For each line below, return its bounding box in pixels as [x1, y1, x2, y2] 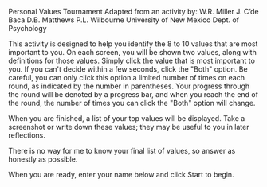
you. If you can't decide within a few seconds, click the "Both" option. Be [8, 64, 249, 74]
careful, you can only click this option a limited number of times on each [8, 73, 245, 82]
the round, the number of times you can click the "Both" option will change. [8, 99, 256, 107]
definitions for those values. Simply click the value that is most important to [8, 56, 255, 65]
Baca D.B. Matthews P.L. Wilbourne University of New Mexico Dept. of [8, 15, 240, 25]
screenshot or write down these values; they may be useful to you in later [8, 123, 249, 131]
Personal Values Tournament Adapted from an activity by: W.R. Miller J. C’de [8, 7, 259, 16]
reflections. [8, 131, 45, 140]
